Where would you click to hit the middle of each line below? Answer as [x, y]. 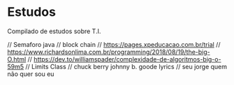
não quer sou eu [31, 74]
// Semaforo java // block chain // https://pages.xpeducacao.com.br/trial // [114, 44]
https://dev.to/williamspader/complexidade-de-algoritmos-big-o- [127, 59]
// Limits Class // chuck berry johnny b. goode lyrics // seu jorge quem [126, 66]
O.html [17, 59]
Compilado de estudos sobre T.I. [54, 31]
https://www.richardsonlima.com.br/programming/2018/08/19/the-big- [109, 52]
